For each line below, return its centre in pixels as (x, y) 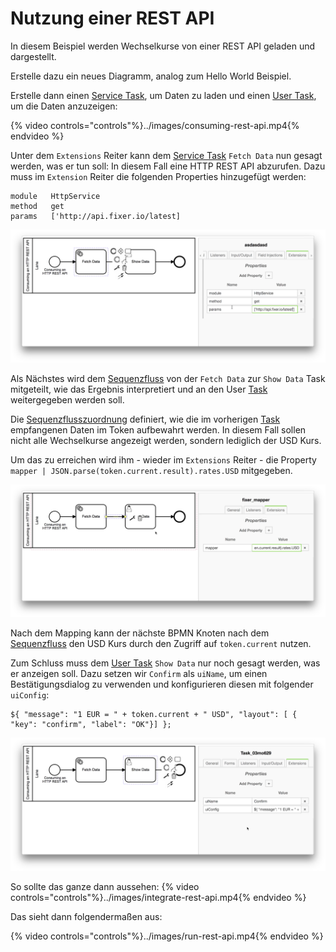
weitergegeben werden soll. (67, 399)
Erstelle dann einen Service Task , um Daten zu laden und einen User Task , (163, 95)
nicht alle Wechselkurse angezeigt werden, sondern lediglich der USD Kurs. (166, 440)
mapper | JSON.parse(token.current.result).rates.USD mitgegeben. (151, 470)
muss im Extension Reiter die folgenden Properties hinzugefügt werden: (158, 176)
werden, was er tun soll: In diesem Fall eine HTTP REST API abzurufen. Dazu (168, 166)
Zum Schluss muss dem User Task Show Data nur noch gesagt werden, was (165, 663)
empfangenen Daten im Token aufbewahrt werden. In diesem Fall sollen (158, 429)
